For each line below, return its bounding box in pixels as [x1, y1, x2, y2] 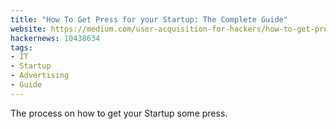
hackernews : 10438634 [10, 33, 101, 43]
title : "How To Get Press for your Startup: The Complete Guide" [10, 14, 288, 25]
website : [10, 24, 47, 34]
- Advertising [10, 71, 70, 81]
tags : [10, 42, 33, 53]
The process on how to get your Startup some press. [10, 107, 228, 119]
